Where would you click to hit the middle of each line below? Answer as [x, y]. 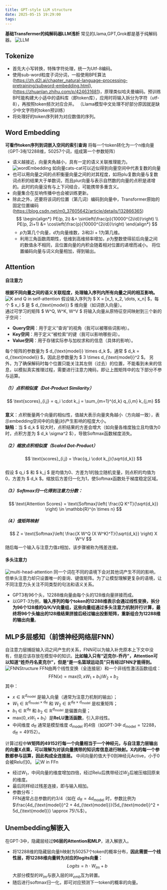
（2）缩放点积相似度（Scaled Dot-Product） [51, 445]
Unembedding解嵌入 [38, 828]
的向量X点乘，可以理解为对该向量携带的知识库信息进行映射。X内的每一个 [80, 750]
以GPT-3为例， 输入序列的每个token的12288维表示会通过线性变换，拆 [84, 601]
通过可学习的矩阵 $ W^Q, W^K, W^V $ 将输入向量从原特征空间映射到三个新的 [83, 311]
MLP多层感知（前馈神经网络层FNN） [62, 637]
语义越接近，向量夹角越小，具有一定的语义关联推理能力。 [71, 162]
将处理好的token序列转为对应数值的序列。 [55, 116]
